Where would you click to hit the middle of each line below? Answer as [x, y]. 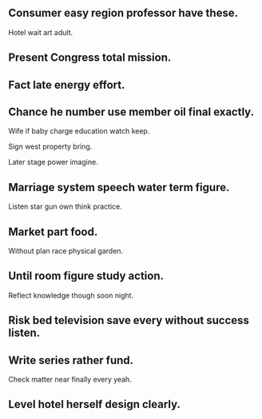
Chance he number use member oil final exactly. [131, 112]
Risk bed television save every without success [129, 320]
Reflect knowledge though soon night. [71, 295]
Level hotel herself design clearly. [95, 404]
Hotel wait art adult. [41, 32]
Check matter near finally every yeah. [70, 380]
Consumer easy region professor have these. [123, 13]
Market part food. [53, 231]
